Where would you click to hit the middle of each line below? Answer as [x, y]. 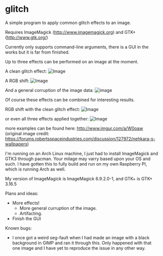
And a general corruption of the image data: [50, 90]
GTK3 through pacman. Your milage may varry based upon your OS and [78, 159]
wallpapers [16, 144]
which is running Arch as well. [35, 169]
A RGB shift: [17, 81]
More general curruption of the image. [58, 208]
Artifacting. [31, 213]
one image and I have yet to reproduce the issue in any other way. [79, 248]
